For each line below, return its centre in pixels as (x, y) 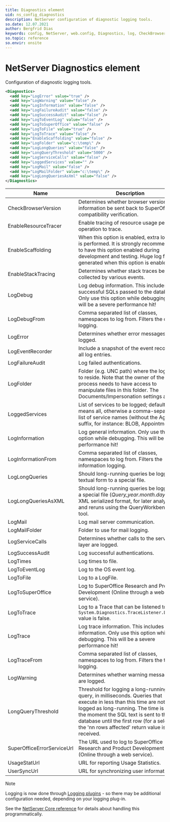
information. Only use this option (117, 633)
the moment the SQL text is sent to (119, 714)
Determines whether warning (113, 675)
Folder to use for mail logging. (114, 530)
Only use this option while (109, 298)
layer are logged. (98, 545)
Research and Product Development (121, 748)
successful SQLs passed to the (115, 292)
